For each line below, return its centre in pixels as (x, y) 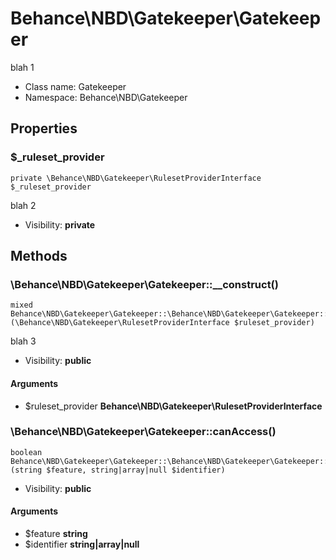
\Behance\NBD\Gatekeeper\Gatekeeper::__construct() (144, 284)
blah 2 (23, 205)
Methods (39, 256)
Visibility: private (60, 224)
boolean (26, 452)
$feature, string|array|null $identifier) (136, 470)
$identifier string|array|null (82, 544)
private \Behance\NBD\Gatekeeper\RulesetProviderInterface (136, 178)
